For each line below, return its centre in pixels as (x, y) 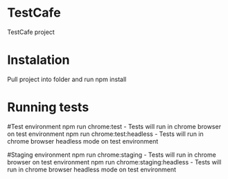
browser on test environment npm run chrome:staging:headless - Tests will (114, 162)
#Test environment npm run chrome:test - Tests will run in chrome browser (114, 126)
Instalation (38, 60)
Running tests (48, 107)
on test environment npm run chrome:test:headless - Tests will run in (106, 134)
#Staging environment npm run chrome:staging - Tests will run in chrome (112, 155)
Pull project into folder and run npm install (67, 79)
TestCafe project (31, 32)
